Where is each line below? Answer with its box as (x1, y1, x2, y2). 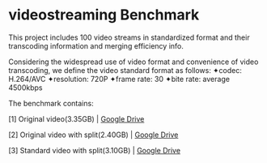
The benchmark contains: (8, 98, 95, 108)
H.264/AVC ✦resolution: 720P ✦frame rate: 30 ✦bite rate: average (8, 74, 231, 84)
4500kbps (8, 83, 43, 92)
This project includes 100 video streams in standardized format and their (8, 32, 250, 42)
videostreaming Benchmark (8, 6, 200, 24)
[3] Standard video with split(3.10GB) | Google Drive (8, 145, 180, 155)
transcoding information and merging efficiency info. (8, 41, 184, 50)
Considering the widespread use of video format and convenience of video (8, 57, 259, 66)
